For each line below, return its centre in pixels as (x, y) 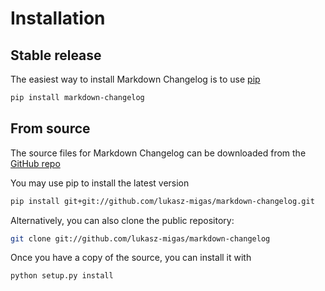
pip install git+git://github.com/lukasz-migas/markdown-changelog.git (162, 201)
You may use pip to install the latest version (100, 183)
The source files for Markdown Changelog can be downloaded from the (158, 153)
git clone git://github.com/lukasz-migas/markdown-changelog (140, 238)
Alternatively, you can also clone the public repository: (122, 220)
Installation (58, 18)
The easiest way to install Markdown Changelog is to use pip (135, 79)
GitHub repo (35, 163)
